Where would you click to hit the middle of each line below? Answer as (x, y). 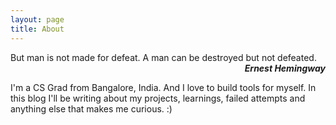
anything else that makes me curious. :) (91, 108)
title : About (37, 29)
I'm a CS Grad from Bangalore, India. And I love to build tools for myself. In (163, 87)
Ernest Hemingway (285, 68)
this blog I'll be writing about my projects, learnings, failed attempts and (158, 98)
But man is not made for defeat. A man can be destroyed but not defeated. (163, 57)
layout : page (37, 19)
